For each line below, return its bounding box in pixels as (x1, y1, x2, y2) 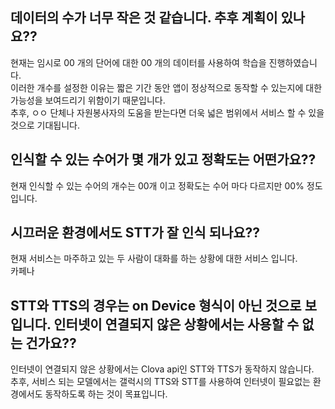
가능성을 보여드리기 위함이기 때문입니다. (10, 94, 166, 106)
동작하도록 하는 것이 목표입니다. (44, 388, 168, 400)
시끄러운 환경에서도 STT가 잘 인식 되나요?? (10, 224, 261, 242)
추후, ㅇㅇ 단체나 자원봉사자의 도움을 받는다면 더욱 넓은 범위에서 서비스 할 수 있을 (10, 106, 325, 118)
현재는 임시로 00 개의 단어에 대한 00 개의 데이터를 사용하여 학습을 (10, 56, 267, 68)
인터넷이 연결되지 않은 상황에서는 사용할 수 (53, 316, 300, 333)
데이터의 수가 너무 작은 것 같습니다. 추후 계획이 (10, 9, 278, 27)
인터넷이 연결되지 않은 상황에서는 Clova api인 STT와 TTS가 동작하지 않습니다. (10, 363, 315, 375)
